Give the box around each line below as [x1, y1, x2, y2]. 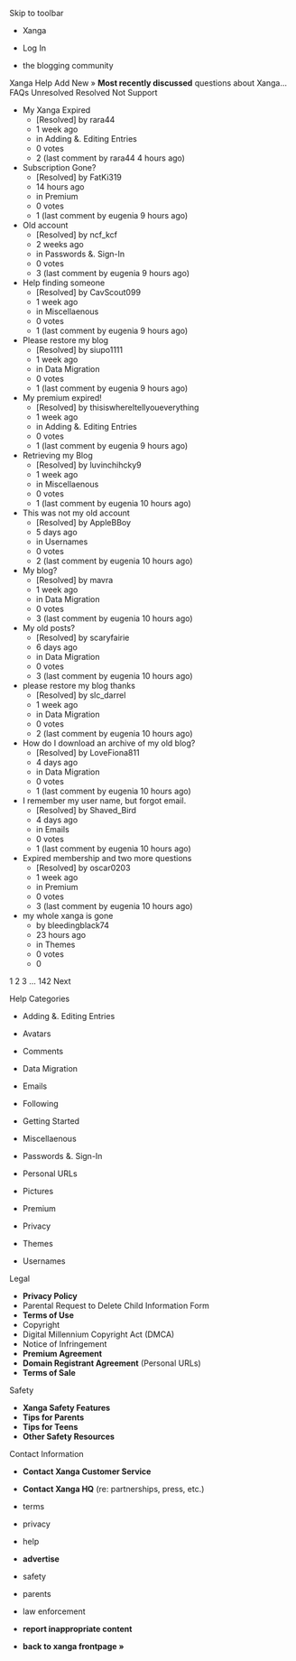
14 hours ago [35, 181, 85, 192]
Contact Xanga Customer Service [22, 1466, 152, 1477]
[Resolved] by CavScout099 [35, 287, 142, 297]
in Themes [35, 939, 76, 950]
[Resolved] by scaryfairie [35, 632, 130, 643]
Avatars [22, 1028, 51, 1039]
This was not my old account [22, 507, 131, 518]
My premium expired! [22, 393, 102, 403]
